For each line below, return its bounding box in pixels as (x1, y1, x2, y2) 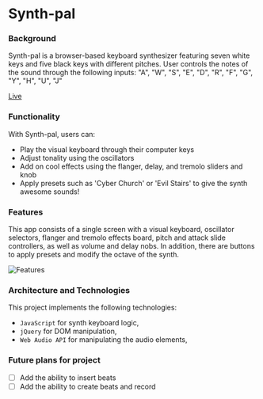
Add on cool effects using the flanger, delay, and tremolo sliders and (19, 161, 243, 171)
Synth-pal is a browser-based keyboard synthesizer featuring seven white (8, 51, 250, 60)
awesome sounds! (19, 187, 80, 196)
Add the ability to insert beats (19, 373, 116, 382)
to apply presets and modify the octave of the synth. (8, 250, 180, 260)
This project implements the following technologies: (8, 302, 177, 313)
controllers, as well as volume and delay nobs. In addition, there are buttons (8, 241, 255, 251)
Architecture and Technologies (8, 285, 131, 295)
